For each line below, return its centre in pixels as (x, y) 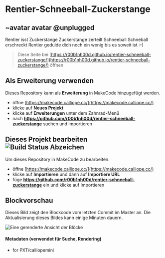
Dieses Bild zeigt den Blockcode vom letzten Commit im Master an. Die (78, 213)
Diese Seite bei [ (34, 54)
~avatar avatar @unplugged (50, 28)
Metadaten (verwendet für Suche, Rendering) (53, 239)
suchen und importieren (68, 124)
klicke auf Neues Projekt (38, 108)
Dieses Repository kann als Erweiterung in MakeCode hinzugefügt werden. (83, 93)
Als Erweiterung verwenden (49, 81)
